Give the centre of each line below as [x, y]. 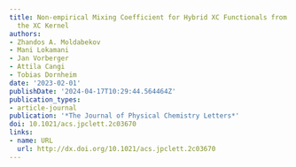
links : [21, 133]
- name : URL [31, 140]
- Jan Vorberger [39, 58]
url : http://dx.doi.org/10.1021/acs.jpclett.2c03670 [117, 148]
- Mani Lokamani [39, 50]
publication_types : [45, 99]
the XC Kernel [43, 26]
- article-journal [43, 108]
